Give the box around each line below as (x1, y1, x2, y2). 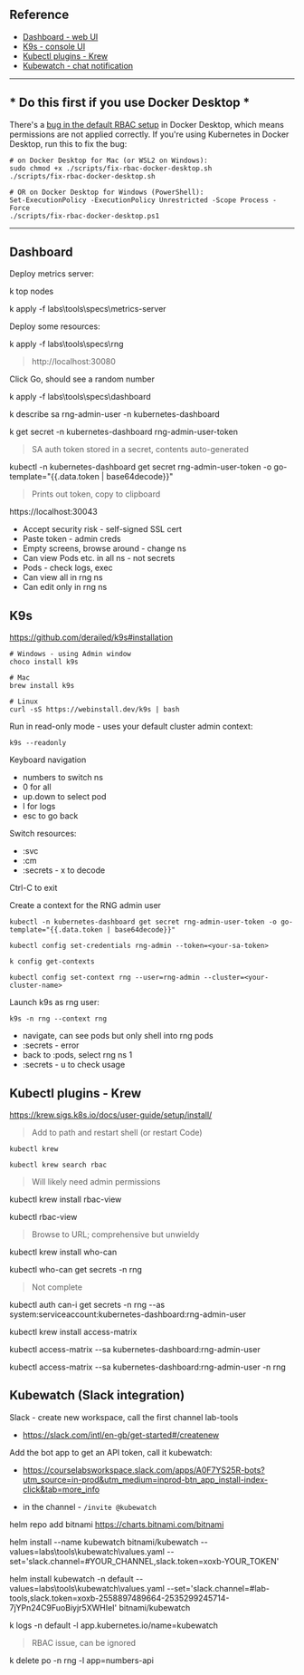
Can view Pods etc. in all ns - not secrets (22, 553, 176, 564)
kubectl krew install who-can (9, 1246, 118, 1258)
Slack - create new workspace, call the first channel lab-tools (9, 1411, 239, 1422)
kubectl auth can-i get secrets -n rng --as (9, 1300, 166, 1311)
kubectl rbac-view (9, 1212, 78, 1223)
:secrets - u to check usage (22, 1060, 126, 1070)
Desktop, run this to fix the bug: (9, 138, 128, 149)
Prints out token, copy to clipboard (31, 489, 161, 499)
